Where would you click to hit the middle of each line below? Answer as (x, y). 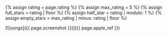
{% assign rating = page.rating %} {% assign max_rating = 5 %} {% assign (84, 7)
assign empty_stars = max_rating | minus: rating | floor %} (66, 18)
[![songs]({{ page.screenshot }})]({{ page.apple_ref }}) (63, 28)
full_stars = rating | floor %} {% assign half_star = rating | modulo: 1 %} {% (83, 13)
